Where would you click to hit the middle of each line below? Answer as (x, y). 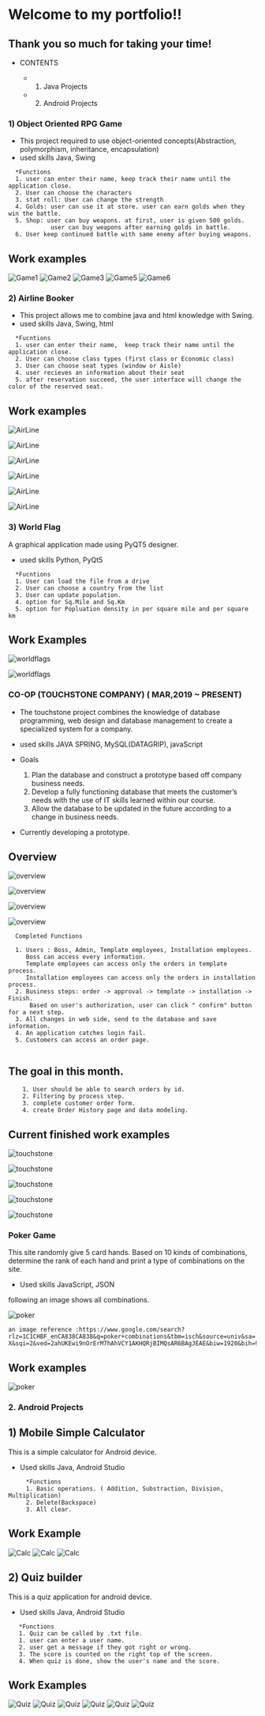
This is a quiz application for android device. (80, 1597)
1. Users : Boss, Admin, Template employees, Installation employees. (134, 951)
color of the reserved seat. (56, 387)
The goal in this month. (66, 1071)
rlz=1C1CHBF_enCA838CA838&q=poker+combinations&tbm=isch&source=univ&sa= (132, 1337)
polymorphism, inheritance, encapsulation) (89, 149)
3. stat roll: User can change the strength (90, 200)
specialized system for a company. (76, 728)
